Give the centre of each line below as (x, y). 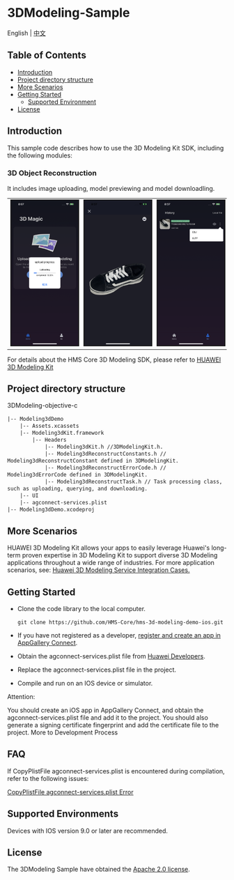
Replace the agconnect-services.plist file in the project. (96, 670)
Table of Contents (47, 55)
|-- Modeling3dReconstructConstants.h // (106, 454)
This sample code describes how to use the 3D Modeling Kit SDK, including (116, 148)
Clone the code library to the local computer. (81, 608)
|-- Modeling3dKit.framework (62, 433)
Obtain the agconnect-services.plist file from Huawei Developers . (111, 656)
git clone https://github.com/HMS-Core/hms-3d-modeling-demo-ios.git (120, 622)
